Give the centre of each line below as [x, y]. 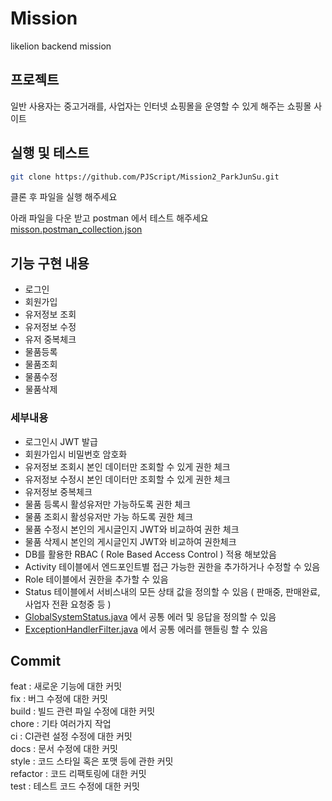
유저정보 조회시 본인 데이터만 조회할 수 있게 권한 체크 [127, 466]
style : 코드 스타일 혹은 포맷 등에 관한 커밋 [92, 761]
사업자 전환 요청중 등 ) [68, 604]
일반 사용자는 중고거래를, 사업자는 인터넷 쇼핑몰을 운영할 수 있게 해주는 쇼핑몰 [161, 106]
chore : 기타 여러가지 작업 [61, 724]
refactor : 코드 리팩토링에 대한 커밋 [78, 774]
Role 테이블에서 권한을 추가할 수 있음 [96, 579]
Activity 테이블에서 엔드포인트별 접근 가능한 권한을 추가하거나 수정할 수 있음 [172, 566]
